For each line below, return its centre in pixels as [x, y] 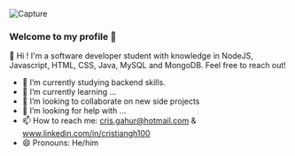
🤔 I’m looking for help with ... [74, 111]
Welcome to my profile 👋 [63, 36]
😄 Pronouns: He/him [60, 143]
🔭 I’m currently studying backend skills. [93, 82]
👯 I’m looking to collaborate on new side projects [111, 101]
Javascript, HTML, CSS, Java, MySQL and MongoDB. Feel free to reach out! [147, 66]
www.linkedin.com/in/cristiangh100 [86, 134]
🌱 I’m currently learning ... [69, 92]
